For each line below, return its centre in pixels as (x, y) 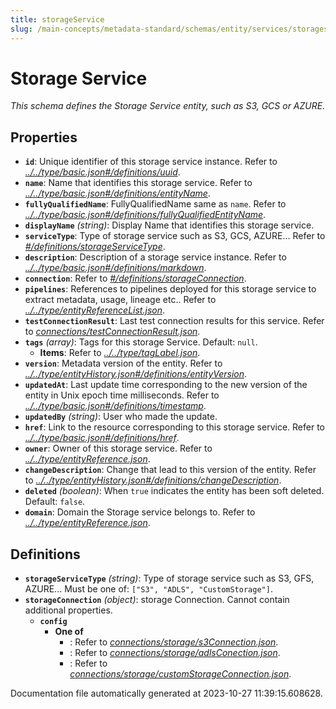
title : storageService (57, 19)
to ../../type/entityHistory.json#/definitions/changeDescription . (153, 480)
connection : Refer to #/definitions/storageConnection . (135, 278)
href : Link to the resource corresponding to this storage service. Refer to (174, 427)
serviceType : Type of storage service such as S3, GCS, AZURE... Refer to (175, 236)
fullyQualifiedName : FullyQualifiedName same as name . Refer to (155, 204)
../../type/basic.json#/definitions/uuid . (102, 172)
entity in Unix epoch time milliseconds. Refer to (122, 395)
